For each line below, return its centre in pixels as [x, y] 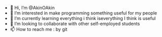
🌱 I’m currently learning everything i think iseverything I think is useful [83, 18]
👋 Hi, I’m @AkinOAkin [32, 8]
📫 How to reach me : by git [38, 29]
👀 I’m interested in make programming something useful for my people [84, 13]
